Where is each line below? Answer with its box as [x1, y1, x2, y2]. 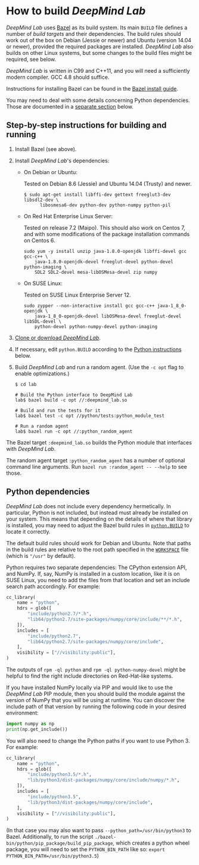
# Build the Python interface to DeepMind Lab [14, 392, 133, 398]
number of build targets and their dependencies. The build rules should [6, 30, 182, 37]
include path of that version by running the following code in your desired [6, 703, 186, 710]
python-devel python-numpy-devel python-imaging [35, 323, 158, 329]
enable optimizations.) [14, 370, 70, 377]
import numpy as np [6, 721, 55, 727]
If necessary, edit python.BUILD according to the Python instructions [14, 345, 182, 353]
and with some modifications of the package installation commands [23, 230, 190, 237]
